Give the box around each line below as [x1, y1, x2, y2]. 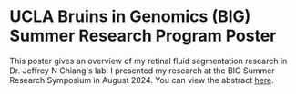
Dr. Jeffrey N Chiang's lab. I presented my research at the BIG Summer [9, 65, 275, 76]
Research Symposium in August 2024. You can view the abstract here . [9, 74, 275, 85]
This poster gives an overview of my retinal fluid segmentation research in [9, 55, 288, 66]
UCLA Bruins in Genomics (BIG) [9, 6, 251, 27]
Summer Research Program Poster [9, 25, 277, 46]
